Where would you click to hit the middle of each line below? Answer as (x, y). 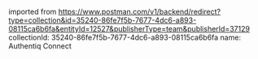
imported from (33, 12)
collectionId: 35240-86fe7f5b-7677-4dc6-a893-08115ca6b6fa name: (125, 37)
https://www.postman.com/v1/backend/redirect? (140, 12)
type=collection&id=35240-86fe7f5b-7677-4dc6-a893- (103, 20)
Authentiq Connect (40, 46)
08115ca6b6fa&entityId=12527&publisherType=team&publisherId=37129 (129, 29)
